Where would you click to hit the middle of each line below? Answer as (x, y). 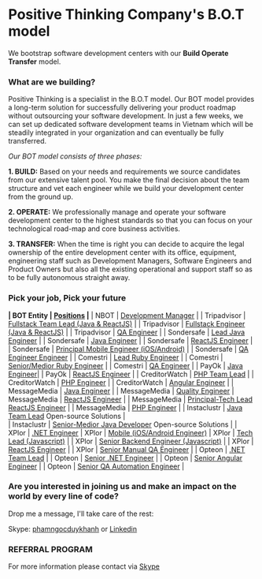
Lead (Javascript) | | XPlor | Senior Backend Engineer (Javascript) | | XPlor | (131, 441)
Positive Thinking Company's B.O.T (126, 15)
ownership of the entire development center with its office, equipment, (122, 252)
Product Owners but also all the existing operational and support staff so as (131, 269)
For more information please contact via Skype (84, 566)
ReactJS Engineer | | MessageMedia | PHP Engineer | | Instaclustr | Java (125, 407)
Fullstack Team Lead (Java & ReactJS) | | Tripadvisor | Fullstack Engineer (127, 323)
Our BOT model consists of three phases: (75, 156)
